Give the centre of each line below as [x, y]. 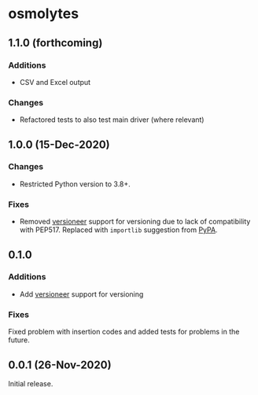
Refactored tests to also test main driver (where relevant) [112, 120]
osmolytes [44, 14]
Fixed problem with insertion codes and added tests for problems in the [124, 332]
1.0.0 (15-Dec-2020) [59, 144]
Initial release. [31, 383]
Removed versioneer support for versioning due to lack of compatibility [135, 222]
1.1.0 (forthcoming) [55, 43]
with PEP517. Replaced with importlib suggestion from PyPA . [118, 230]
